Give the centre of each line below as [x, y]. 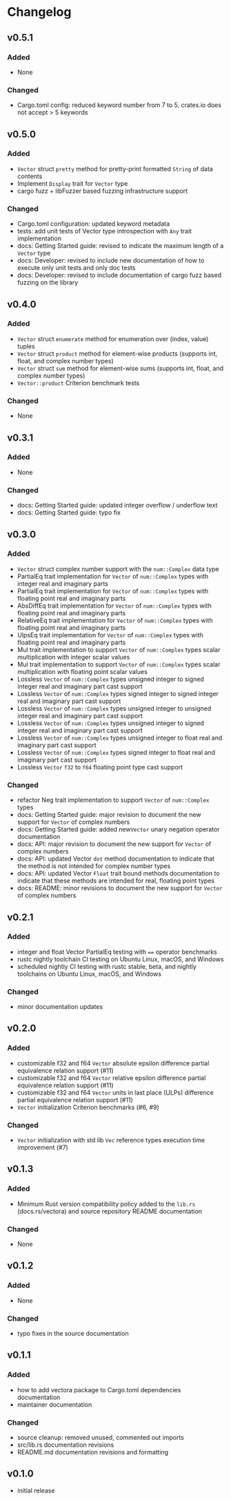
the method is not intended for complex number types [94, 866]
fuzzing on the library [48, 282]
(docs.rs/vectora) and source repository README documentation [109, 1211]
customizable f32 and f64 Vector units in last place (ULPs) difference [115, 1093]
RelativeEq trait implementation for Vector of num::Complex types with [115, 620]
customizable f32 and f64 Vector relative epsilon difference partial [111, 1077]
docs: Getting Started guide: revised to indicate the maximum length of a [120, 246]
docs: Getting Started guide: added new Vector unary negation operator [118, 829]
